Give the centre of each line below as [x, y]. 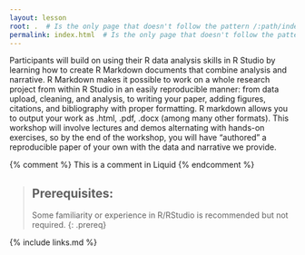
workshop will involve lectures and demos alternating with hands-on [137, 128]
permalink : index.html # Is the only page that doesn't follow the [142, 34]
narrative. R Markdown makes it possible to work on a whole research [140, 80]
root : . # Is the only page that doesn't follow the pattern [129, 26]
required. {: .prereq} [69, 225]
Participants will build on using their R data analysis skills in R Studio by [143, 61]
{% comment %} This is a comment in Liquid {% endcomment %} [132, 165]
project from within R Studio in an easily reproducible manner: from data [144, 89]
